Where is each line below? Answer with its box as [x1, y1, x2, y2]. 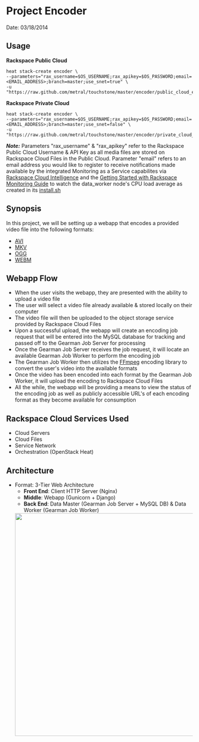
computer [14, 308, 39, 315]
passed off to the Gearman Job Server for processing [14, 340, 146, 347]
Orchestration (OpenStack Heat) [14, 449, 94, 456]
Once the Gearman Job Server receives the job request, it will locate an [14, 346, 190, 353]
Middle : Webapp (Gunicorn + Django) [23, 494, 116, 501]
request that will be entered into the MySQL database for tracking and [14, 333, 185, 340]
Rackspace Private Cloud [6, 99, 70, 106]
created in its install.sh [6, 186, 61, 194]
